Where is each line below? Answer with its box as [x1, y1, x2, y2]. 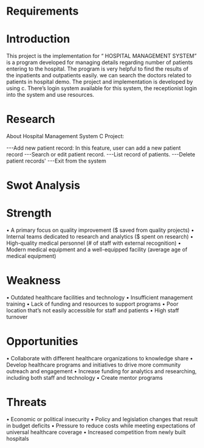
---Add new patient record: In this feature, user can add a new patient [6, 144, 181, 152]
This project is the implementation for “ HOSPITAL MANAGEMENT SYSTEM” [6, 52, 197, 60]
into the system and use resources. [6, 91, 95, 99]
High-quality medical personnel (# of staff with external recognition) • [6, 239, 182, 247]
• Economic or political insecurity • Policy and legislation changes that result [6, 416, 199, 422]
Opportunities [6, 335, 78, 348]
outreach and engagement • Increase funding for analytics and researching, [6, 368, 197, 375]
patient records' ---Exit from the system [6, 157, 106, 165]
